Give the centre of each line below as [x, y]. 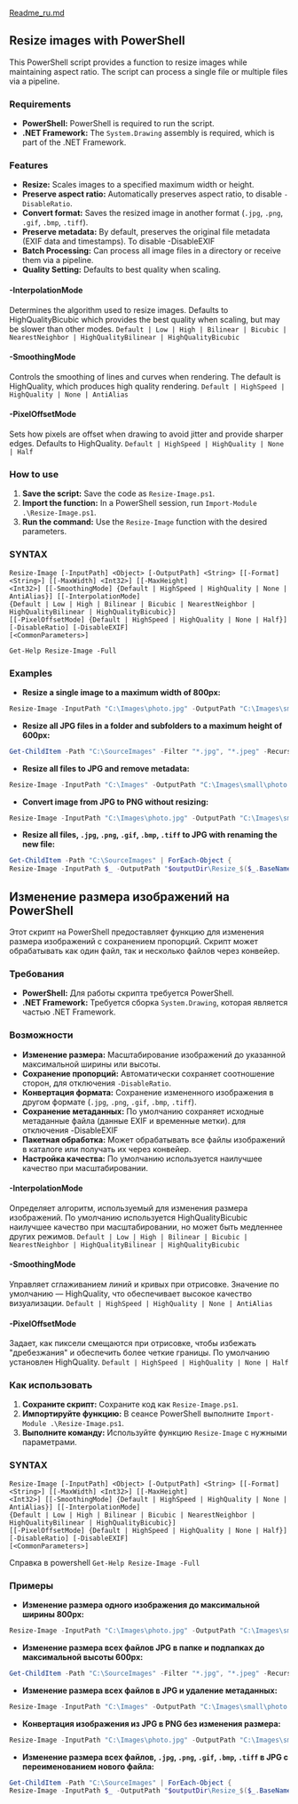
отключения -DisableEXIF [70, 1130]
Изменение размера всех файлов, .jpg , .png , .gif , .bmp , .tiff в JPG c [155, 1757]
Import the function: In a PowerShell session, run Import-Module [139, 503]
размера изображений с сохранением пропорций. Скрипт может [134, 941]
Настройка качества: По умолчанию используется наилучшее [142, 1159]
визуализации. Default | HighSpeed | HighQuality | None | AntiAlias [141, 1303]
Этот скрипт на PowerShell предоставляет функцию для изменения [137, 932]
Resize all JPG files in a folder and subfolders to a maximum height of [152, 726]
